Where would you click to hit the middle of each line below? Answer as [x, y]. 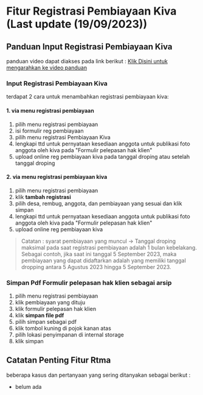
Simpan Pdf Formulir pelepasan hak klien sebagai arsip [89, 282]
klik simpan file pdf [40, 315]
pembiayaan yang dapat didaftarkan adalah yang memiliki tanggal [104, 260]
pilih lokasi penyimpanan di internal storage [70, 335]
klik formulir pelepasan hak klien [56, 309]
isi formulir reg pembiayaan [49, 131]
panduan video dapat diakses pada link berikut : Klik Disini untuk [87, 61]
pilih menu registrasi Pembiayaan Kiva [63, 137]
